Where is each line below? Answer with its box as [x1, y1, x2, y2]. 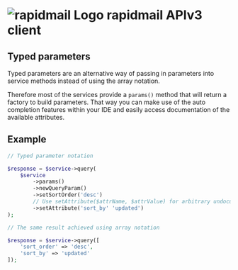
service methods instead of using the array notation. [7, 77, 161, 85]
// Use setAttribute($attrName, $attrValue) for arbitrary [33, 198, 211, 206]
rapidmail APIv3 [106, 7, 203, 23]
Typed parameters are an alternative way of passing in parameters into [7, 69, 215, 77]
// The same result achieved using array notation [7, 224, 160, 231]
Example [7, 133, 47, 145]
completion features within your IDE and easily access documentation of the [7, 106, 230, 113]
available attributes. [7, 113, 65, 121]
